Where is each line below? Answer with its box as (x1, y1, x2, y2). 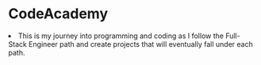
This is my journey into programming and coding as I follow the (18, 31, 225, 40)
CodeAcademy (8, 5, 109, 23)
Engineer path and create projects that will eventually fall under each (29, 39, 254, 48)
